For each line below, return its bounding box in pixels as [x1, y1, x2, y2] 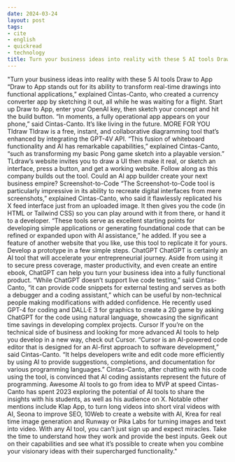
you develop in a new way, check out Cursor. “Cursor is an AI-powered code [7, 335, 228, 344]
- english [7, 36, 36, 43]
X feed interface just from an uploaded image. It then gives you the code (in [7, 201, 226, 210]
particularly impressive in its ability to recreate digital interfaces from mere [7, 186, 222, 195]
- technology [7, 50, 45, 57]
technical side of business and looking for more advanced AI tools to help [7, 328, 220, 336]
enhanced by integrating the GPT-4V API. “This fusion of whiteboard [7, 134, 205, 143]
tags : [7, 23, 23, 30]
